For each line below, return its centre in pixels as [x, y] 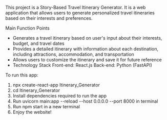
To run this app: [22, 75]
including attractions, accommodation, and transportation [73, 54]
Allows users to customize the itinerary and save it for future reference [87, 60]
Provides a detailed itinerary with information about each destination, [86, 49]
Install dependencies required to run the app [59, 96]
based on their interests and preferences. [49, 18]
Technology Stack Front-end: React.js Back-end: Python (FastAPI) [82, 65]
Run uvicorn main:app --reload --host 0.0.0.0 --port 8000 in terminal [85, 101]
